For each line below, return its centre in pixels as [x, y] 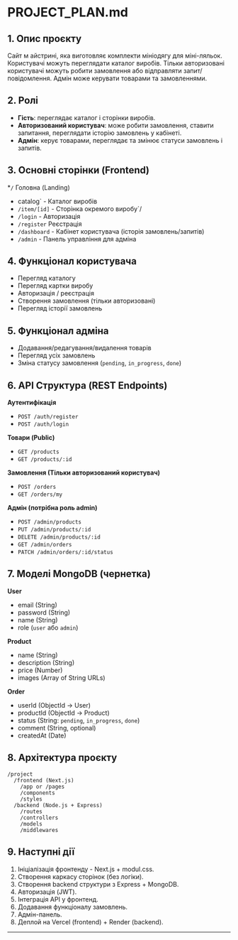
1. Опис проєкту [45, 39]
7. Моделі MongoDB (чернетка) [79, 574]
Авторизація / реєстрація [56, 293]
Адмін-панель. [40, 914]
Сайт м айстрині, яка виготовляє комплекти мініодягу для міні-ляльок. [115, 55]
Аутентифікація [32, 403]
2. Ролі [23, 101]
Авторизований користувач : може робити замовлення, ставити [115, 125]
